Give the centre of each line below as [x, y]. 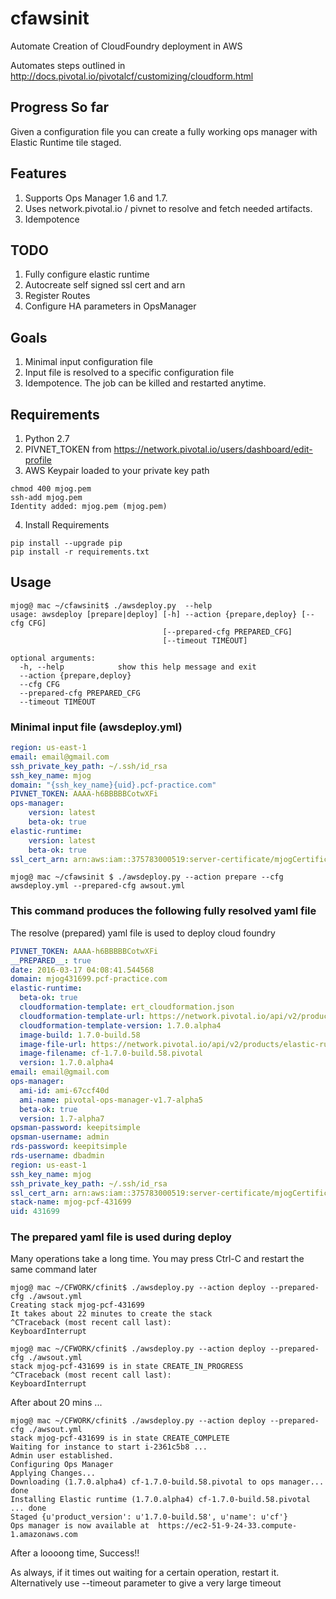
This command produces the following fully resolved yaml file [163, 911]
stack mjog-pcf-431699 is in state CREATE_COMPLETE [120, 1438]
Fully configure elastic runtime [87, 274]
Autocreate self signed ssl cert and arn [105, 285]
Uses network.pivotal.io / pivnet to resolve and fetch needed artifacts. [168, 208]
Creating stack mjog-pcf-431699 [77, 1305]
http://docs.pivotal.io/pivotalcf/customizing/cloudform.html [132, 76]
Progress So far [60, 107]
